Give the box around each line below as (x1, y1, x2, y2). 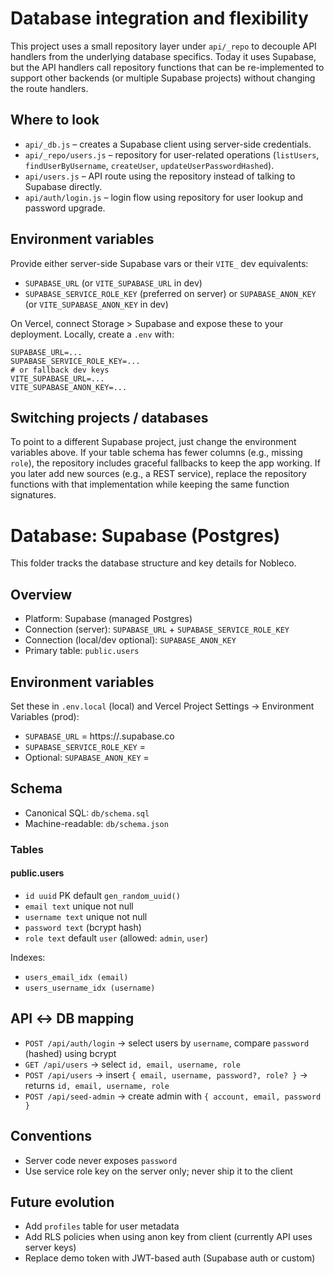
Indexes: (10, 951, 46, 963)
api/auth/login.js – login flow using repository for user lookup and (24, 191, 304, 203)
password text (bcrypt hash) (24, 921, 142, 933)
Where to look (10, 112, 100, 129)
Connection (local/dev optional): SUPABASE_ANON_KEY (24, 634, 237, 646)
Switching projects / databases (10, 409, 209, 426)
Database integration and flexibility (10, 7, 309, 30)
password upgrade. (24, 202, 106, 214)
